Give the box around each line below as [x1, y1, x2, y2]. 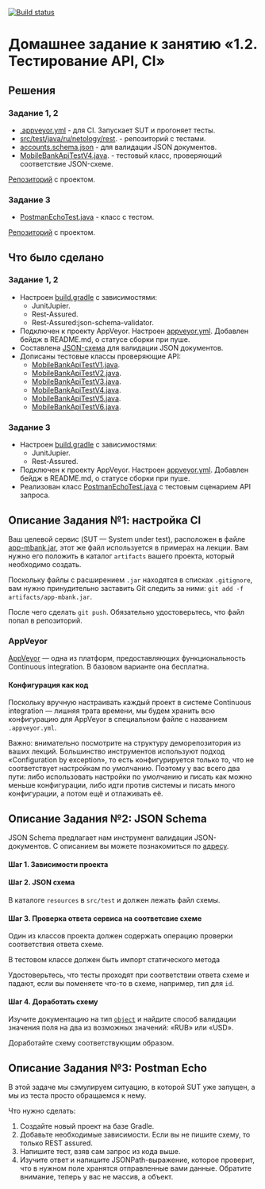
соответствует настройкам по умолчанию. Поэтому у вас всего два [8, 764, 240, 773]
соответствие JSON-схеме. [19, 159, 113, 168]
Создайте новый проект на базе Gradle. [19, 1122, 155, 1131]
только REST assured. [19, 1138, 93, 1148]
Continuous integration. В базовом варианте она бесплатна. [8, 662, 209, 672]
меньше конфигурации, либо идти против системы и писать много [8, 781, 236, 790]
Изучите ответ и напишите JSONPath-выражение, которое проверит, [19, 1155, 255, 1165]
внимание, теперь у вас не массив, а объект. [19, 1172, 174, 1182]
